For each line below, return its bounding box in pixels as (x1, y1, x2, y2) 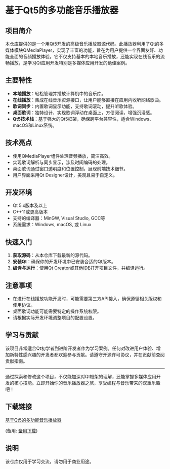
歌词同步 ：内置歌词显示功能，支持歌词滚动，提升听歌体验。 (12, 103, 137, 109)
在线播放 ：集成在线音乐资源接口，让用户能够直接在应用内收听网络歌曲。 (12, 97, 163, 103)
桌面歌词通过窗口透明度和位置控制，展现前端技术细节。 (12, 165, 128, 171)
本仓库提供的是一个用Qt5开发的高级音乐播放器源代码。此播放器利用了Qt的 (5, 41, 159, 47)
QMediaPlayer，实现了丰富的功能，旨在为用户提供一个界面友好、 (22, 47, 159, 53)
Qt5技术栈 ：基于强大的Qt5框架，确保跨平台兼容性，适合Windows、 (12, 116, 154, 122)
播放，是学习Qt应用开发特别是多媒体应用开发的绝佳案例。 (9, 60, 130, 66)
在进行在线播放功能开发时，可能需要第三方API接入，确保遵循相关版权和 (12, 296, 162, 302)
